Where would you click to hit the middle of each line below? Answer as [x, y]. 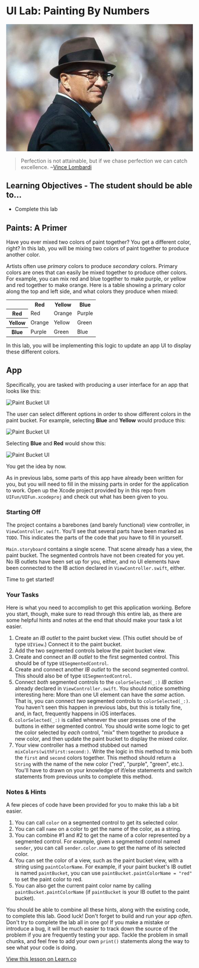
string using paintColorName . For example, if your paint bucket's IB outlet [103, 867]
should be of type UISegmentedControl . [62, 663]
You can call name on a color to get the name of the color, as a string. [98, 829]
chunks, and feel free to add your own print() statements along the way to [98, 941]
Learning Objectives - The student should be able [99, 186]
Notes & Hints [26, 792]
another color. [23, 255]
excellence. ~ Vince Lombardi [56, 167]
